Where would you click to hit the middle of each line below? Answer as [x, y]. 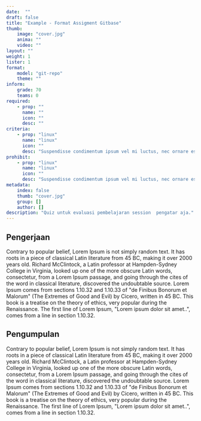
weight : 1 [19, 56]
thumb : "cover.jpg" [41, 196]
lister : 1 [19, 62]
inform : [16, 85]
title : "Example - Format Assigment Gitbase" [64, 23]
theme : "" [29, 79]
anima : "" [29, 40]
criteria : [19, 129]
